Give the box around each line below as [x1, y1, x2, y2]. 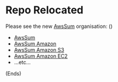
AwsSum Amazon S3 [13, 46, 65, 53]
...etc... [13, 59, 31, 66]
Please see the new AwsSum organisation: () [5, 23, 113, 30]
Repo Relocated [5, 3, 84, 17]
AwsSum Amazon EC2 [13, 52, 68, 59]
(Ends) [5, 70, 22, 77]
